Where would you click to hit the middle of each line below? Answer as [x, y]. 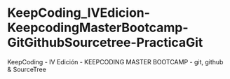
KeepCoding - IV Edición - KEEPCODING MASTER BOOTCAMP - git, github [115, 62]
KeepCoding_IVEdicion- [79, 13]
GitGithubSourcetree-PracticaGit [105, 43]
